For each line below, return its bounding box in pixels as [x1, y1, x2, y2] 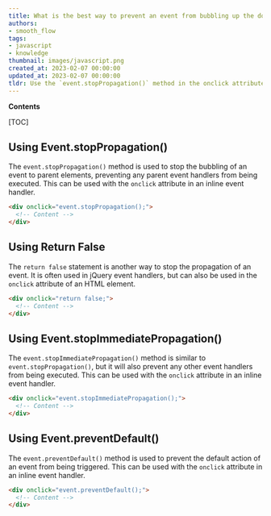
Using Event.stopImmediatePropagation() [8, 331, 223, 345]
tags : [8, 34, 27, 43]
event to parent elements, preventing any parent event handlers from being [8, 170, 258, 180]
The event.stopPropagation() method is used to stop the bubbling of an [8, 162, 248, 172]
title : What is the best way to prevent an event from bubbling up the [8, 11, 254, 20]
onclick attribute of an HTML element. [8, 279, 135, 289]
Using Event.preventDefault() [8, 432, 160, 446]
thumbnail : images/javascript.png [8, 57, 125, 65]
